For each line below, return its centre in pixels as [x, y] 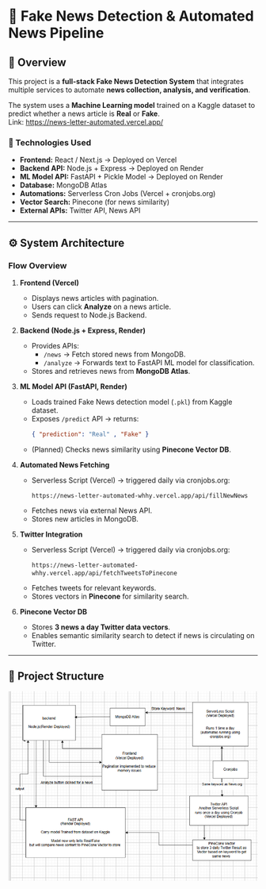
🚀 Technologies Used [50, 142]
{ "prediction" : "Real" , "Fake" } [90, 434]
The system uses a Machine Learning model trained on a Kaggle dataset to [132, 105]
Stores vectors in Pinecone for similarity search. [110, 596]
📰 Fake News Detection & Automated [131, 16]
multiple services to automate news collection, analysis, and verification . [129, 90]
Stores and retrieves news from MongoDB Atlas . [111, 371]
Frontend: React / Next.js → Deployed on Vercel [98, 160]
